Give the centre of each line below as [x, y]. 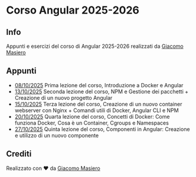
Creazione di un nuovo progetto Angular [63, 97]
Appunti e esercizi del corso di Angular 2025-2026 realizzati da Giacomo [95, 46]
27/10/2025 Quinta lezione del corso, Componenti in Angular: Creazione [102, 129]
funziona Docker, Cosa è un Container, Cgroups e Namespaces [92, 123]
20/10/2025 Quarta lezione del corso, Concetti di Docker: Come [92, 116]
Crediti [19, 154]
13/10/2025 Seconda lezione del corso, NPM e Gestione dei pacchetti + [102, 91]
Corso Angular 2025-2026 [73, 10]
